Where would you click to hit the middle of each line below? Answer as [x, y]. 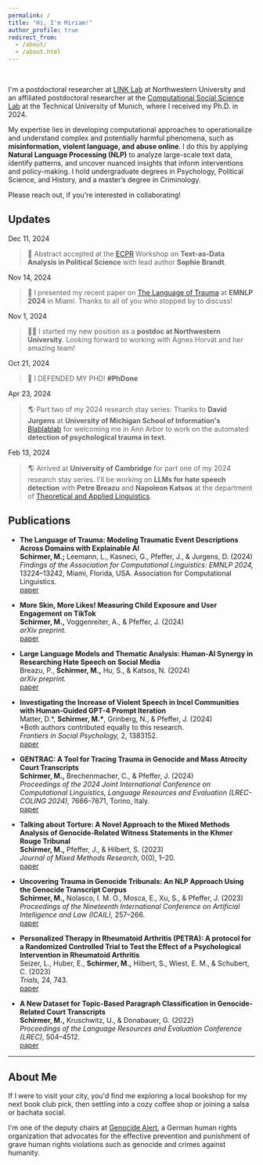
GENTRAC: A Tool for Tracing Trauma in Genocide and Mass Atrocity [133, 759]
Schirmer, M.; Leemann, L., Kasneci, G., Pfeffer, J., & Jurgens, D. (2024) [136, 556]
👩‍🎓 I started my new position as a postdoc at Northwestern [124, 331]
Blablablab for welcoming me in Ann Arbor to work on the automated [138, 429]
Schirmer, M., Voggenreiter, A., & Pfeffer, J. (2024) [101, 622]
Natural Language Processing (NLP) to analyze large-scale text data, [121, 155]
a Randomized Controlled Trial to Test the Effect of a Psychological [130, 946]
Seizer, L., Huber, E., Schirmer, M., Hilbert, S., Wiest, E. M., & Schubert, [134, 963]
